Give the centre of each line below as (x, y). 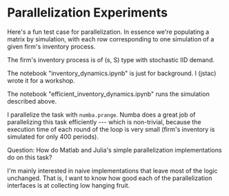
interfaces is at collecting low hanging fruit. (69, 185)
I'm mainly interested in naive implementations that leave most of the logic (113, 170)
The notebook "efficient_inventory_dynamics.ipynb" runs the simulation (109, 94)
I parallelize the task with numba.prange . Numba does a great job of (101, 115)
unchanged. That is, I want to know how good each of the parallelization (110, 178)
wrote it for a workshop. (41, 80)
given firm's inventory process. (51, 46)
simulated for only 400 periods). (53, 137)
